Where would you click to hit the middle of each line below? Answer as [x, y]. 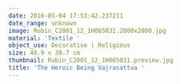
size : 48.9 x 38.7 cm [44, 53]
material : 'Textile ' [44, 38]
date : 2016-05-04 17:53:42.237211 [66, 16]
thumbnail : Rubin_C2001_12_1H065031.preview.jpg [91, 61]
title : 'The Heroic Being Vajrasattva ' [77, 68]
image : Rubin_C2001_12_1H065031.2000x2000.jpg [87, 30]
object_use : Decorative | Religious [69, 46]
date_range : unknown [43, 23]
